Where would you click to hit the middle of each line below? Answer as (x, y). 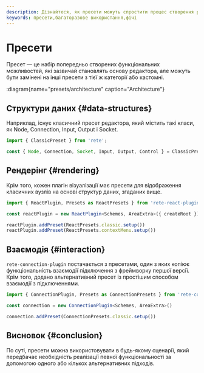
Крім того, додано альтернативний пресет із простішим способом (93, 277)
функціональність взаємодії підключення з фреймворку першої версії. (98, 271)
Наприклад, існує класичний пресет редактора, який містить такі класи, (100, 123)
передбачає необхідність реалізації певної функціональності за (89, 357)
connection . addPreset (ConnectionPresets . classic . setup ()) (81, 316)
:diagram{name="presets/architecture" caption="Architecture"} (86, 89)
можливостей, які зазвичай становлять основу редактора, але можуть (99, 71)
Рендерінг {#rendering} (53, 171)
